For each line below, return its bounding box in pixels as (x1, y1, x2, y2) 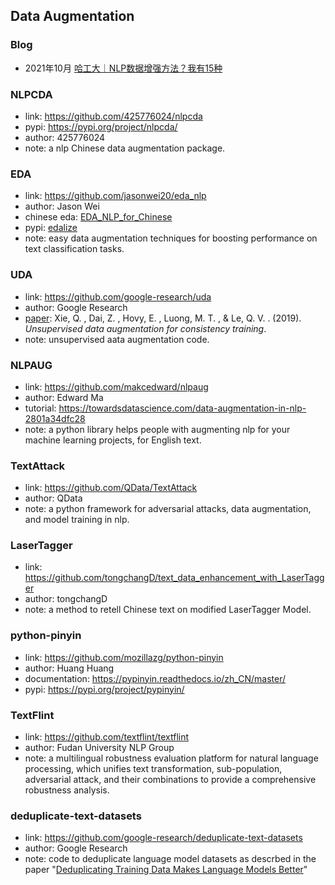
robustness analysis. (24, 784, 110, 796)
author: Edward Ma (24, 391, 104, 403)
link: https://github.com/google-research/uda (24, 290, 212, 303)
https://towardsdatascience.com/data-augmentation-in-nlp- (58, 402, 307, 414)
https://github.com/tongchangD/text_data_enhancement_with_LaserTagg (24, 572, 325, 584)
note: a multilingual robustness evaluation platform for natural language (24, 752, 319, 764)
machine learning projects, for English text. (24, 434, 202, 446)
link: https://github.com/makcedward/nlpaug (24, 380, 209, 393)
